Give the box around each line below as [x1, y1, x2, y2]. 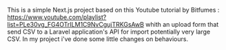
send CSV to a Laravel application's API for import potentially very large [7, 27, 211, 36]
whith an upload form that [145, 21, 219, 28]
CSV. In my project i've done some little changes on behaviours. [7, 35, 188, 43]
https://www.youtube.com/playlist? [7, 13, 107, 21]
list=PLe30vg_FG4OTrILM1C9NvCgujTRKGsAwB [7, 21, 145, 28]
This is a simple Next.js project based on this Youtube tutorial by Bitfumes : [7, 6, 220, 14]
